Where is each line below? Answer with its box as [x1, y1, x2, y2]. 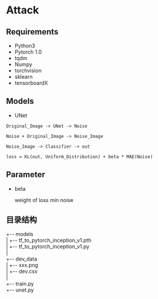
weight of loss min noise [14, 196, 74, 203]
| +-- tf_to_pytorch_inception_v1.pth [6, 237, 92, 244]
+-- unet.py [6, 287, 34, 294]
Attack [6, 4, 39, 17]
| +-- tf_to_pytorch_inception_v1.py [6, 243, 90, 250]
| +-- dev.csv [6, 268, 38, 275]
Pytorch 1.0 [14, 48, 42, 55]
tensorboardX [14, 79, 49, 86]
